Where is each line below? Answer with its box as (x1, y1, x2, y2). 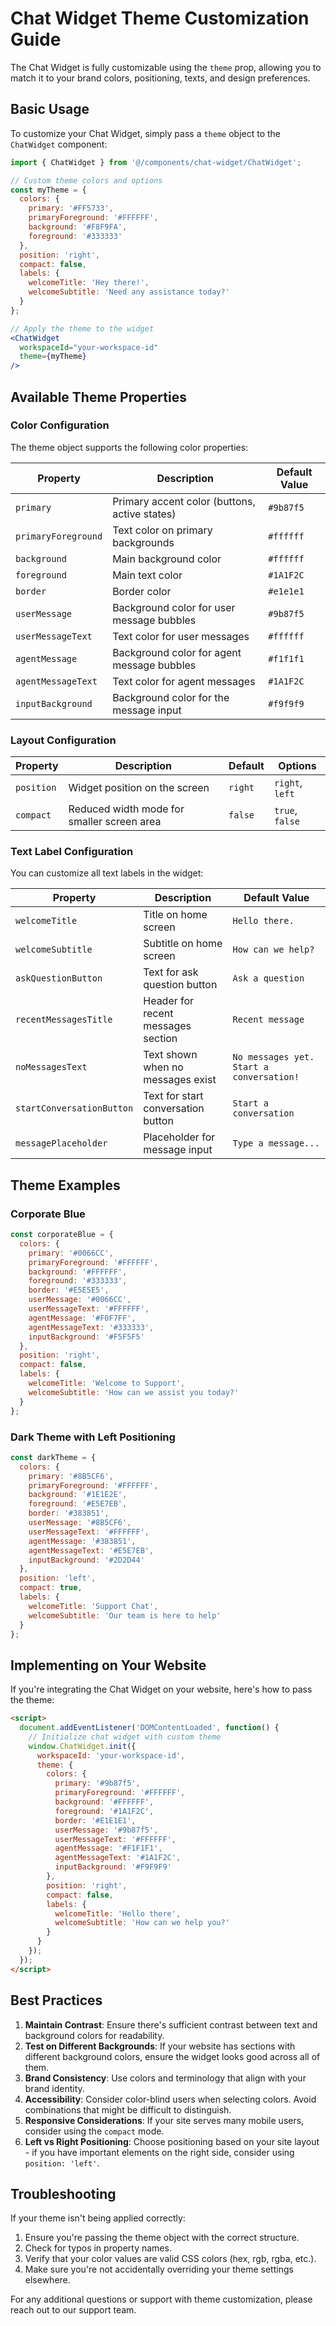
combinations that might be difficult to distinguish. (24, 2103, 232, 2116)
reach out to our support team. (10, 2304, 137, 2316)
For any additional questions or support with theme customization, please (10, 2293, 313, 2306)
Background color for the (112, 690, 230, 704)
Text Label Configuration (10, 845, 134, 859)
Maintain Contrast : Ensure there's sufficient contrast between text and (24, 2018, 318, 2031)
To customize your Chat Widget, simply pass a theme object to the (10, 127, 282, 139)
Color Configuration (10, 418, 110, 432)
